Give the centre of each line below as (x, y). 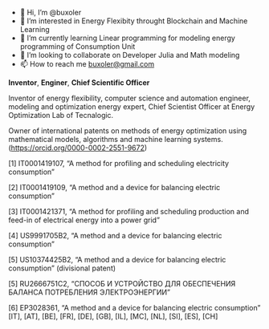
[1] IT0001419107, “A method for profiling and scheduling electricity (119, 163)
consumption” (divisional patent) (62, 268)
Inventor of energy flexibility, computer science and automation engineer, (130, 98)
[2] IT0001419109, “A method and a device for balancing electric (114, 187)
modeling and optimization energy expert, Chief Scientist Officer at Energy (132, 107)
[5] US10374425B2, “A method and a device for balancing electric (117, 260)
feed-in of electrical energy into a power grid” (84, 220)
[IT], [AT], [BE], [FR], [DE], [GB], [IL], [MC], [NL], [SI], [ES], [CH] (113, 316)
